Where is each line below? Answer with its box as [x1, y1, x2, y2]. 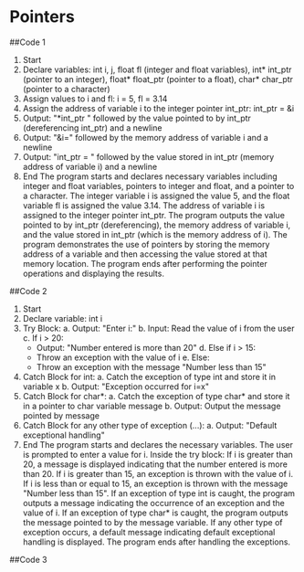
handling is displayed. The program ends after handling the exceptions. [22, 536, 290, 547]
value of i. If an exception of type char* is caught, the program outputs [22, 507, 289, 518]
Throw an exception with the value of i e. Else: [36, 352, 210, 363]
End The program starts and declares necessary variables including [22, 171, 278, 182]
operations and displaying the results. [22, 268, 164, 279]
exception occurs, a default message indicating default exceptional [22, 526, 276, 537]
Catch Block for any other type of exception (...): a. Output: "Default [22, 419, 278, 430]
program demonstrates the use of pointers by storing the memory [22, 238, 270, 249]
